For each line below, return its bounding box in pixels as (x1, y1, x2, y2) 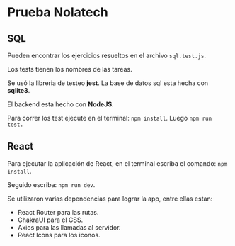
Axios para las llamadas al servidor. (17, 223, 121, 231)
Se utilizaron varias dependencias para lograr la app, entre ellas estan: (7, 194, 213, 203)
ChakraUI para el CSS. (17, 216, 84, 224)
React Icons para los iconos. (17, 230, 101, 239)
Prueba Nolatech (7, 4, 108, 21)
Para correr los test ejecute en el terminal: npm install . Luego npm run (7, 114, 212, 122)
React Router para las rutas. (17, 208, 99, 216)
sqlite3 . (7, 86, 30, 94)
